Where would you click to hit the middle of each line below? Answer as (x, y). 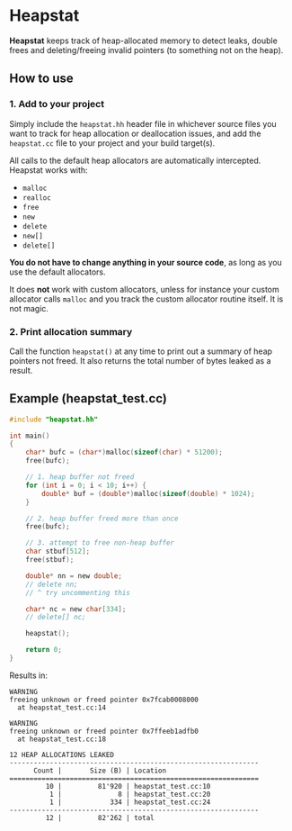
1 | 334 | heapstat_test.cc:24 (130, 802)
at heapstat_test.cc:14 (62, 708)
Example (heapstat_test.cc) (88, 398)
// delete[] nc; (56, 618)
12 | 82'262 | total (100, 817)
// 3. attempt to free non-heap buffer (100, 543)
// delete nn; (52, 584)
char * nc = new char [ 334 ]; (76, 609)
